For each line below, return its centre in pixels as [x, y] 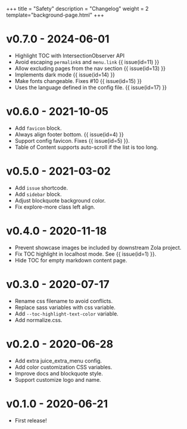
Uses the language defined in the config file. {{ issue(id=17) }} [91, 87]
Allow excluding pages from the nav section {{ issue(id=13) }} [90, 68]
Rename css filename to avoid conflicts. [64, 301]
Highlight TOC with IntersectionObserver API [70, 56]
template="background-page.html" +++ [55, 15]
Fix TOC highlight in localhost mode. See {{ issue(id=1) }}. [85, 254]
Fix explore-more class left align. [55, 207]
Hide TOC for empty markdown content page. [71, 260]
